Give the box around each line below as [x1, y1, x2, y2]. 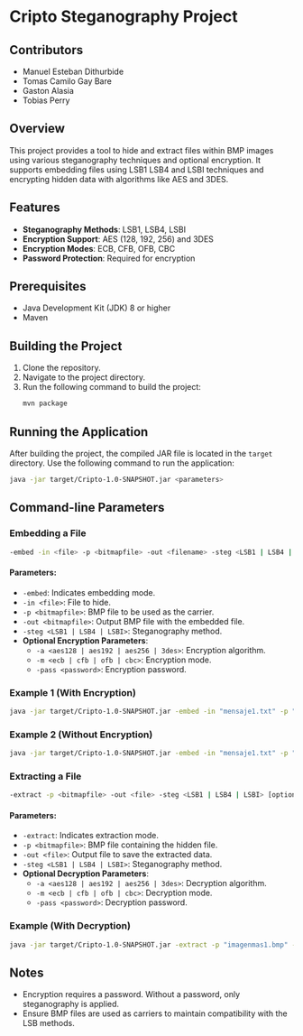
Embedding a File [9, 527, 87, 540]
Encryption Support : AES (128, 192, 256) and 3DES [22, 233, 215, 245]
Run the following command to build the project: [22, 382, 201, 393]
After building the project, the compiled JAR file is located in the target [9, 448, 273, 458]
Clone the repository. [22, 363, 101, 374]
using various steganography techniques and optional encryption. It [9, 154, 262, 165]
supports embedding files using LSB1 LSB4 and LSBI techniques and [9, 164, 264, 175]
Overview [9, 121, 66, 136]
